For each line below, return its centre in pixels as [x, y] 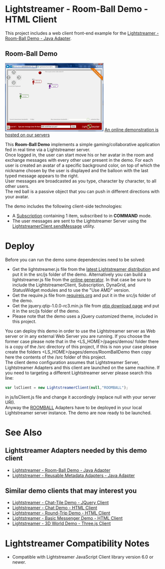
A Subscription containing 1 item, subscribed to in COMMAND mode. [82, 215]
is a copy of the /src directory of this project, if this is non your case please [81, 346]
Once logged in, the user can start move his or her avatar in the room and [79, 155]
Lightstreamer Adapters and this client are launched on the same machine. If [82, 367]
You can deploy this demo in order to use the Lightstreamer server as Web [80, 331]
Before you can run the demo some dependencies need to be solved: [75, 260]
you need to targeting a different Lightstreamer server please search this [79, 373]
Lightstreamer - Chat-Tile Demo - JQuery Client [60, 503]
